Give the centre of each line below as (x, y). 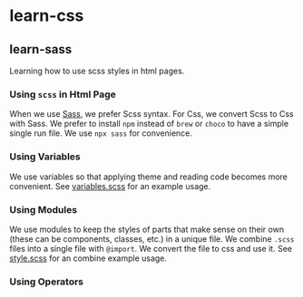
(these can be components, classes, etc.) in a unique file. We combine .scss (152, 239)
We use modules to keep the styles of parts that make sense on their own (147, 229)
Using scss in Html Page (63, 94)
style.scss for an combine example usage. (88, 258)
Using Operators (47, 282)
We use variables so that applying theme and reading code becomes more (148, 177)
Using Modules (44, 209)
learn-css (47, 16)
